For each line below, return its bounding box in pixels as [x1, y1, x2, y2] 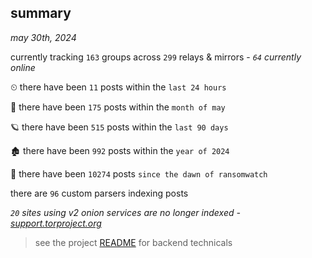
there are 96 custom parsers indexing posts [10, 187, 189, 199]
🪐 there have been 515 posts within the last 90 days [10, 121, 229, 133]
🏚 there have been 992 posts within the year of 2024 [10, 144, 230, 156]
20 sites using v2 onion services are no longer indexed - [10, 206, 241, 218]
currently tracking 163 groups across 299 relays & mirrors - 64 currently [10, 51, 302, 63]
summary [10, 5, 72, 22]
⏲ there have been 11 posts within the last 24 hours [10, 81, 227, 93]
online [10, 61, 36, 73]
